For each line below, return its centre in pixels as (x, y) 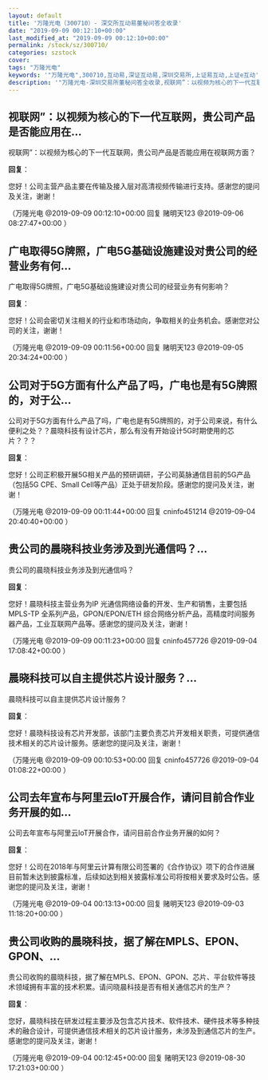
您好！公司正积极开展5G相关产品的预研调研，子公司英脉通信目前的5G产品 (130, 474)
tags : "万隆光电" (35, 68)
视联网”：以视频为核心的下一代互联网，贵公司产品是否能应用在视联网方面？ (132, 152)
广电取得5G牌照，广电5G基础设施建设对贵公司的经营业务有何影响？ (119, 287)
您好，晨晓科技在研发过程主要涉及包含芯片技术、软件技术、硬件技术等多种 (130, 1021)
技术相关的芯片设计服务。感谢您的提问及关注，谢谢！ (96, 742)
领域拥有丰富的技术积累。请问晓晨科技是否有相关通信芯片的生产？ (123, 987)
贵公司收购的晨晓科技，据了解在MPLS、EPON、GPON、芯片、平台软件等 (128, 977)
